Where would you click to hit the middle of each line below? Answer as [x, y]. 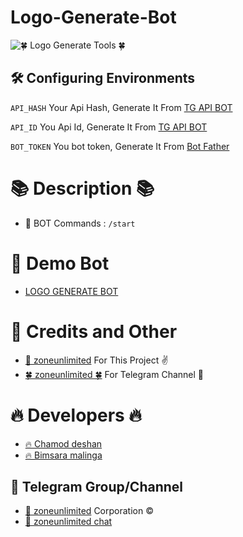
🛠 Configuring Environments [103, 78]
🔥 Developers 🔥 [76, 415]
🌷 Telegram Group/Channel [96, 486]
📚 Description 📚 [82, 188]
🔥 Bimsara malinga [63, 455]
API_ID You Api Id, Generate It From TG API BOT [109, 127]
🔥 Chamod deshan [63, 443]
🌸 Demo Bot [60, 263]
